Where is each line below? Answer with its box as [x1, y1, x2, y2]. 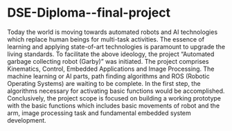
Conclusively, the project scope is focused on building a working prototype [7, 94, 222, 102]
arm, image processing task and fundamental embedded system [7, 109, 192, 117]
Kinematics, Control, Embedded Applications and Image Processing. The [7, 64, 215, 73]
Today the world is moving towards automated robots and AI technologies [7, 28, 218, 36]
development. [7, 116, 46, 124]
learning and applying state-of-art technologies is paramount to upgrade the [7, 42, 226, 51]
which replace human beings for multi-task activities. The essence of [7, 35, 205, 43]
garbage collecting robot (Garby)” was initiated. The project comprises [7, 57, 209, 65]
